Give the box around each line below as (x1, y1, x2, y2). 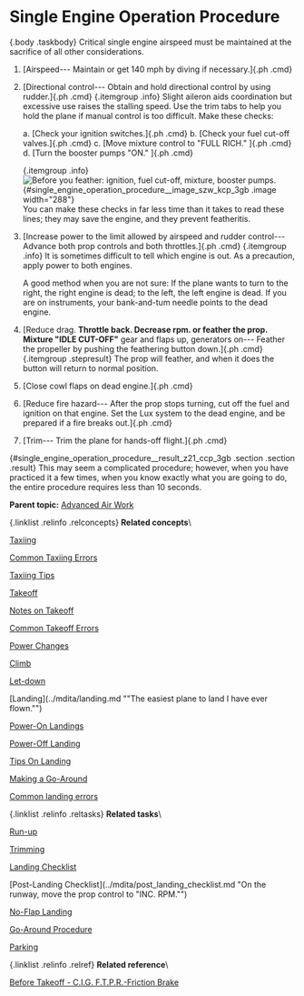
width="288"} (22, 194, 75, 205)
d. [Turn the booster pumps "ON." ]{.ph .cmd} (22, 147, 193, 158)
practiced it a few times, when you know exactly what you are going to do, (9, 471, 288, 483)
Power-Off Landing (9, 738, 81, 749)
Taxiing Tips (9, 569, 55, 580)
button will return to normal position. (22, 362, 159, 374)
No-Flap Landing (9, 906, 73, 917)
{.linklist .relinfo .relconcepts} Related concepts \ (9, 517, 192, 528)
